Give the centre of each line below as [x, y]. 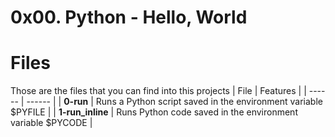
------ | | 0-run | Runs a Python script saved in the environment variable [174, 102]
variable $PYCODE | [51, 123]
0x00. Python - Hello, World [129, 17]
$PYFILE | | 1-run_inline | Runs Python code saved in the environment [154, 112]
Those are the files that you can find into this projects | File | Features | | [158, 91]
